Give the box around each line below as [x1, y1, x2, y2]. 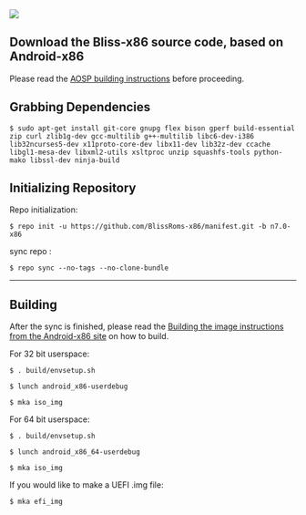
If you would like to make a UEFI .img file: [9, 479, 164, 490]
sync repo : [9, 246, 52, 257]
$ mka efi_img [9, 497, 64, 507]
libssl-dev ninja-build [29, 155, 120, 165]
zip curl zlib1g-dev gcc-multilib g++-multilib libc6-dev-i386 [9, 131, 255, 140]
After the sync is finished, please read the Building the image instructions [9, 321, 284, 332]
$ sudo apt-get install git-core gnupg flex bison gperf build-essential [9, 123, 296, 133]
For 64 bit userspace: [9, 414, 90, 425]
